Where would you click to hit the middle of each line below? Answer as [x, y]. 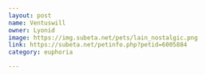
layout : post [30, 15]
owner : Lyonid [32, 30]
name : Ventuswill [37, 23]
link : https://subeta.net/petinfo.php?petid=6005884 [98, 45]
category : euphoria [41, 52]
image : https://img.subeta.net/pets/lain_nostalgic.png [103, 37]
